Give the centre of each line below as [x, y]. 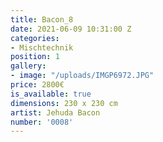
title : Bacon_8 [42, 19]
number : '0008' [42, 122]
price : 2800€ [37, 85]
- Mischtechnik [42, 47]
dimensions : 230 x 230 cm [64, 103]
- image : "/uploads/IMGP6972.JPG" [82, 76]
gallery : [28, 66]
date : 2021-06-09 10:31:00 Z [71, 29]
